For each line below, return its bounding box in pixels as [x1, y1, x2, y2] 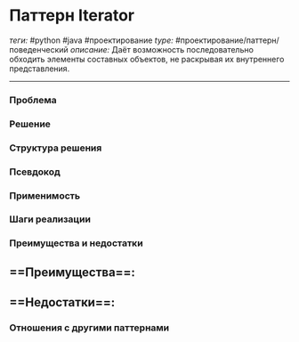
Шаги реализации [9, 213, 92, 225]
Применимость [9, 189, 81, 201]
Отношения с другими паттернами [9, 322, 170, 334]
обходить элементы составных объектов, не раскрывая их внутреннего [9, 53, 285, 64]
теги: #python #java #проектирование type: [9, 35, 174, 45]
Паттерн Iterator [9, 5, 135, 26]
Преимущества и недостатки [9, 237, 144, 249]
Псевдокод [9, 166, 61, 178]
